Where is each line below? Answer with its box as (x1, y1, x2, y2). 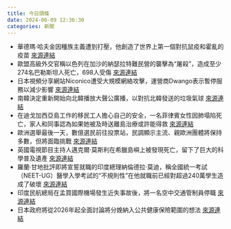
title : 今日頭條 (7, 10, 49, 17)
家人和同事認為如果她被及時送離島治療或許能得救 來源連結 (29, 120, 194, 128)
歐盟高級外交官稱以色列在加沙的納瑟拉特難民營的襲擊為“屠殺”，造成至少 (16, 60, 222, 68)
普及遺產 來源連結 (23, 154, 74, 162)
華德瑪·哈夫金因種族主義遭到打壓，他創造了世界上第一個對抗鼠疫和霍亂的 (16, 43, 224, 51)
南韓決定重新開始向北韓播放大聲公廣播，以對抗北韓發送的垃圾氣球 (16, 94, 204, 102)
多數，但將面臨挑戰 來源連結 (16, 137, 98, 145)
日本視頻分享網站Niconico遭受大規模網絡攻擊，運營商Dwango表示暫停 (16, 77, 217, 85)
